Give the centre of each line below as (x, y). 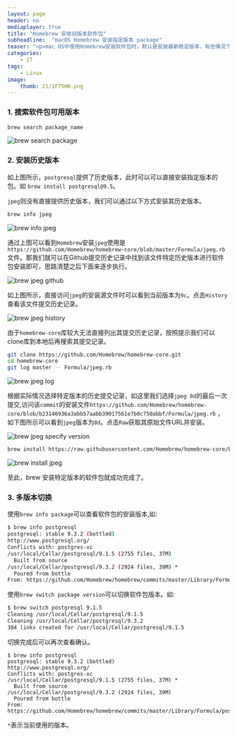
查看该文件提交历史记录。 (44, 304)
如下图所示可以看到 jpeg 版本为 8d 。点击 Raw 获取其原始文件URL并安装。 (108, 422)
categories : (25, 54)
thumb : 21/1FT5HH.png (51, 86)
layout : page (26, 14)
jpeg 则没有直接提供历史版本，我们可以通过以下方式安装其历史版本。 (107, 201)
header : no (23, 20)
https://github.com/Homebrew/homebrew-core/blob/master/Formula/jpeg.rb (116, 249)
